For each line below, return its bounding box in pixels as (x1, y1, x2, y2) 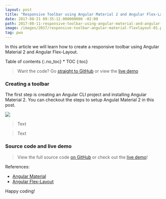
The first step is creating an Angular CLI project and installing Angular (5, 92, 147, 98)
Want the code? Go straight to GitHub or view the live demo (17, 68, 138, 74)
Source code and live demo (5, 143, 72, 150)
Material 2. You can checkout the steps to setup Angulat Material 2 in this (5, 97, 154, 103)
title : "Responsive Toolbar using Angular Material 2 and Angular (5, 12, 145, 17)
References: (5, 163, 30, 169)
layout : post (5, 7, 32, 12)
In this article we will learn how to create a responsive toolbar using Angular (5, 44, 160, 49)
